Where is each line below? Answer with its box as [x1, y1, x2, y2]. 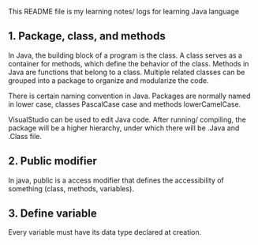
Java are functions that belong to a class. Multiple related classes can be [8, 67, 245, 77]
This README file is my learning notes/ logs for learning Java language [8, 7, 239, 16]
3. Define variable [8, 207, 97, 220]
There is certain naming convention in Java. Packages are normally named [8, 91, 251, 100]
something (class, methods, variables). [8, 183, 134, 193]
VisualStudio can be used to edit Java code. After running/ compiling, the [8, 115, 246, 124]
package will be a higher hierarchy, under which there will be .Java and [8, 122, 240, 133]
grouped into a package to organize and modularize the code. [8, 75, 209, 85]
